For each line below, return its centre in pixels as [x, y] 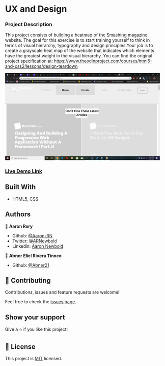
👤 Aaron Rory [19, 226]
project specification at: [29, 61]
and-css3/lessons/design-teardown [41, 66]
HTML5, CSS [25, 199]
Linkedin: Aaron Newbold [38, 246]
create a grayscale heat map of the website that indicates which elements [80, 51]
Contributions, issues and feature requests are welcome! [62, 292]
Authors [18, 214]
